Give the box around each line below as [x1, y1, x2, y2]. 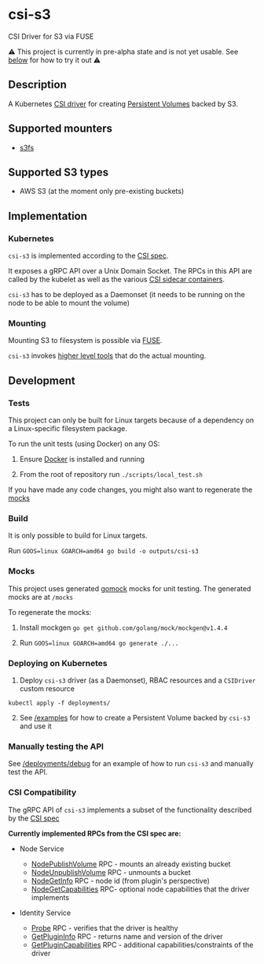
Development [8, 374, 76, 387]
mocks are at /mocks [8, 592, 73, 601]
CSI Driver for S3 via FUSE [8, 32, 94, 41]
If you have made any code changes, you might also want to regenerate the [8, 485, 253, 494]
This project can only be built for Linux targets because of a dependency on [8, 415, 254, 425]
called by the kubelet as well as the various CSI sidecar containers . [8, 274, 225, 285]
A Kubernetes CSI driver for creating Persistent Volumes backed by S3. [8, 99, 238, 108]
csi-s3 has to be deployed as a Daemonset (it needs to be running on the [8, 290, 245, 300]
